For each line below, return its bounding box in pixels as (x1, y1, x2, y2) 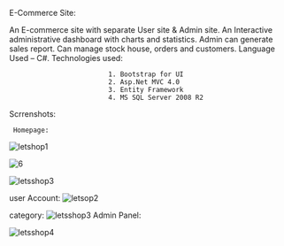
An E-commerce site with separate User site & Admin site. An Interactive (9, 25, 272, 35)
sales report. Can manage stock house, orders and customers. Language (9, 43, 276, 54)
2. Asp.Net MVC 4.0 (107, 78, 180, 87)
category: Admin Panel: (9, 210, 142, 220)
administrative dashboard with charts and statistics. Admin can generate (9, 35, 273, 44)
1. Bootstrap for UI (107, 70, 184, 79)
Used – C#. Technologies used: (9, 53, 124, 63)
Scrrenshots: (9, 109, 56, 119)
